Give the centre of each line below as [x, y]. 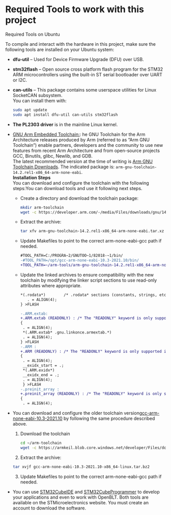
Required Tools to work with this [75, 9]
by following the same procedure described [109, 418]
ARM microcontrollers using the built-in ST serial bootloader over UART [88, 74]
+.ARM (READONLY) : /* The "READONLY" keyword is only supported [91, 351]
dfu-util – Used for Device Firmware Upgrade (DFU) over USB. [78, 59]
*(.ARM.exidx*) [39, 370]
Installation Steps [32, 177]
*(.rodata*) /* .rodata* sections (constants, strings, [89, 295]
